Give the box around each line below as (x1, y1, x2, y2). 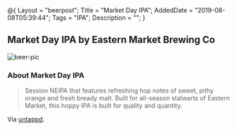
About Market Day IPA (7, 70, 85, 80)
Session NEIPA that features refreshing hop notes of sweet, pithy (24, 86, 214, 95)
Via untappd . (7, 115, 45, 124)
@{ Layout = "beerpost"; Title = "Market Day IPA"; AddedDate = (7, 6, 193, 14)
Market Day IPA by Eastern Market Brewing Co (7, 34, 216, 46)
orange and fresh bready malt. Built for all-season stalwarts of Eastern (24, 94, 230, 102)
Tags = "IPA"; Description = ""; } (52, 13, 146, 22)
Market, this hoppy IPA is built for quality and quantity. (24, 102, 183, 110)
